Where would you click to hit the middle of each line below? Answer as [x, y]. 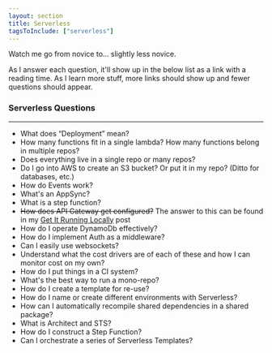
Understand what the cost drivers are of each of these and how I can [135, 254]
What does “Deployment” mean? [74, 133]
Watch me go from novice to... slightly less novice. [92, 54]
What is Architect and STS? [66, 323]
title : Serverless [39, 24]
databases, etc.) [47, 176]
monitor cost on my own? [62, 263]
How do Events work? [56, 185]
